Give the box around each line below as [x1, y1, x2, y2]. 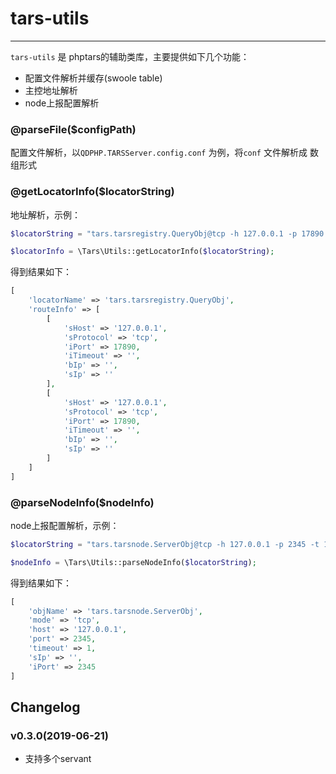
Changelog [10, 698, 81, 716]
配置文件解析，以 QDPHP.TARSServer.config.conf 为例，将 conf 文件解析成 [10, 147, 308, 159]
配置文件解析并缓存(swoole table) [24, 72, 163, 84]
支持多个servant [24, 753, 92, 765]
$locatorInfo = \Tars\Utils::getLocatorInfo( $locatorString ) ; [10, 247, 275, 257]
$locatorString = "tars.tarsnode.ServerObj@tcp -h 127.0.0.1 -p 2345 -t [10, 539, 320, 549]
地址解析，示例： [10, 208, 81, 221]
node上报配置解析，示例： [10, 519, 120, 531]
